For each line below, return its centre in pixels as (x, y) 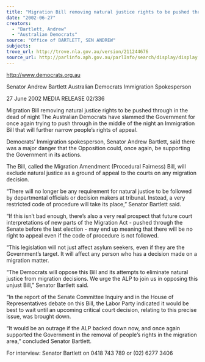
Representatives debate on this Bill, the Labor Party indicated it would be (98, 303)
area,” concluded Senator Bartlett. (49, 341)
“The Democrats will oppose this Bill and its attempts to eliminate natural (97, 272)
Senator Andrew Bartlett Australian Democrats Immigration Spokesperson (99, 87)
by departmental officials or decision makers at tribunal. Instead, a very (96, 197)
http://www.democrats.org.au (44, 74)
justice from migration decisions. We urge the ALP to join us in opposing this (102, 278)
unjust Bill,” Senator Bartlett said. (48, 285)
